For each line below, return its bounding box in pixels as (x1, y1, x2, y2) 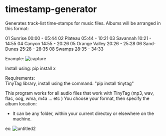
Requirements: (5, 75, 35, 81)
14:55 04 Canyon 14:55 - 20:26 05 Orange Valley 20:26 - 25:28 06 (5, 40, 142, 46)
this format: (5, 25, 29, 31)
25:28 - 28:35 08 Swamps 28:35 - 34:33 (19, 46, 104, 52)
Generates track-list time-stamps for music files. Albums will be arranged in (5, 20, 161, 26)
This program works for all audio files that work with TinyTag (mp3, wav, (5, 90, 154, 96)
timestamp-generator (5, 4, 97, 15)
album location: (5, 100, 37, 106)
